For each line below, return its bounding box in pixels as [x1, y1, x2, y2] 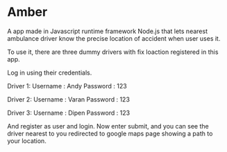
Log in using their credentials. [7, 68, 92, 77]
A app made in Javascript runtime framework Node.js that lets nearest [7, 27, 208, 35]
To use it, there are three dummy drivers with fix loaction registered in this [7, 48, 219, 56]
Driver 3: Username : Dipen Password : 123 [7, 108, 131, 117]
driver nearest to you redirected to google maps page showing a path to [7, 129, 213, 137]
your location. [7, 136, 47, 145]
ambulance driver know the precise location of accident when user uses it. [7, 34, 221, 42]
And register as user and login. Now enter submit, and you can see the [7, 122, 210, 130]
